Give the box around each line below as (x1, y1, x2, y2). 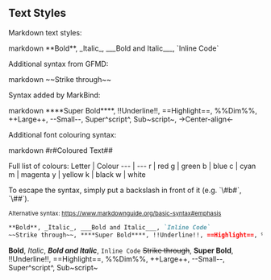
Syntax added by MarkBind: (8, 90, 101, 100)
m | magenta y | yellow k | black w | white (8, 169, 147, 179)
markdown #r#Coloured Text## (8, 145, 113, 155)
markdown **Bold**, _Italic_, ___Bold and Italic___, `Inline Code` (8, 43, 219, 53)
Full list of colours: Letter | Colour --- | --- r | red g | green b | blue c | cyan (8, 161, 256, 171)
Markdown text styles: (8, 27, 82, 37)
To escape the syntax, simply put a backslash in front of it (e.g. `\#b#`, (8, 185, 242, 195)
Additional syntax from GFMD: (8, 59, 109, 68)
